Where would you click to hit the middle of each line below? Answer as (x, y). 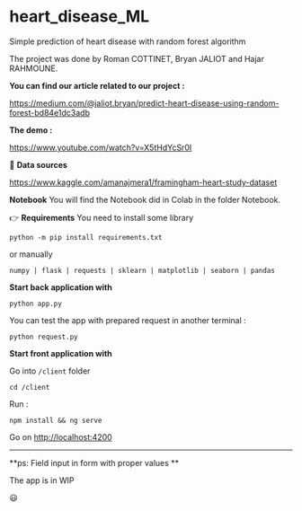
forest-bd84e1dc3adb (49, 112)
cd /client (30, 387)
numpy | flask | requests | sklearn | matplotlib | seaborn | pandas (142, 270)
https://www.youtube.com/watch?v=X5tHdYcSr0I (101, 147)
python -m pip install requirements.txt (86, 237)
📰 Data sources (38, 164)
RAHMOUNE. (34, 68)
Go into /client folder (50, 371)
